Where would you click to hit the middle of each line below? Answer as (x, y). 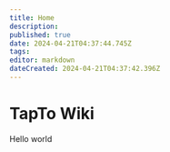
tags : (20, 52)
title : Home (32, 18)
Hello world (31, 138)
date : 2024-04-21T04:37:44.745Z (70, 43)
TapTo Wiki (52, 114)
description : (34, 26)
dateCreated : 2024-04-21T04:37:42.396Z (85, 69)
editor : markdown (42, 60)
